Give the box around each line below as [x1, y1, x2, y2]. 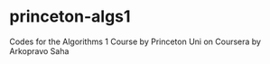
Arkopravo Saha [9, 45, 70, 56]
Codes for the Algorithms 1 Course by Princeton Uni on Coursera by [9, 36, 262, 47]
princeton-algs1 [9, 6, 131, 27]
